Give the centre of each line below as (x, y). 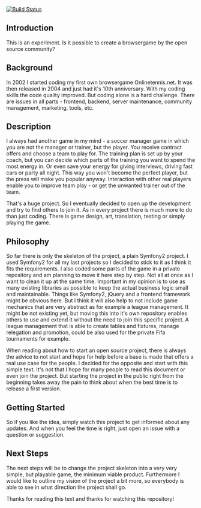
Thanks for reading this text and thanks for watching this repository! (90, 498)
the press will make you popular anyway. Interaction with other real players (99, 179)
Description (28, 127)
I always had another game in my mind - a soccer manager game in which (97, 141)
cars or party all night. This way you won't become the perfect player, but (97, 173)
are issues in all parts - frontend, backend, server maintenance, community (99, 101)
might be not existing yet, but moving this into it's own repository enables (97, 313)
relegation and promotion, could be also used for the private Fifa (86, 332)
